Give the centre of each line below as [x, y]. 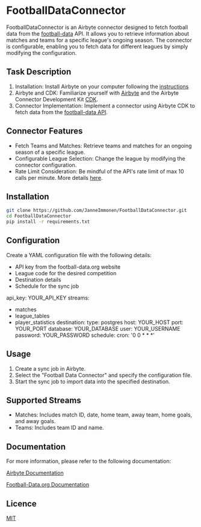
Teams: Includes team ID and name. [59, 428]
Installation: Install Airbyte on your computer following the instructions [102, 86]
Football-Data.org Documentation [48, 485]
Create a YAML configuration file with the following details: [79, 255]
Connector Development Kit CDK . [56, 99]
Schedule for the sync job [47, 286]
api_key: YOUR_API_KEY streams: [48, 298]
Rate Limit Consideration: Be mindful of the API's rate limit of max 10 [100, 171]
